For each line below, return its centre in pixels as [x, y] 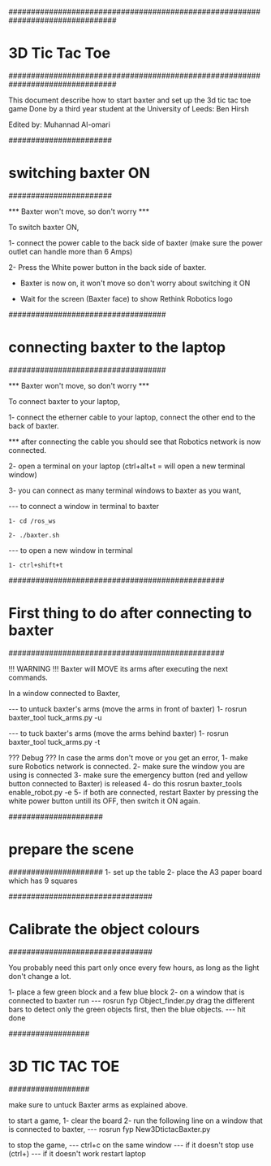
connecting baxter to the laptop [117, 348]
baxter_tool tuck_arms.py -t [54, 742]
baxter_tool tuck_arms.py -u [56, 717]
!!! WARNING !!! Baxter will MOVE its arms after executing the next [118, 668]
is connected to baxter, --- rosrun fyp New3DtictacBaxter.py [110, 1129]
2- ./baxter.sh [34, 535]
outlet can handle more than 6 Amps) [71, 251]
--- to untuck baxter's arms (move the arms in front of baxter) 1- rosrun [128, 709]
